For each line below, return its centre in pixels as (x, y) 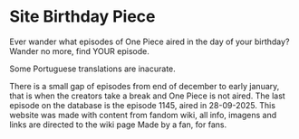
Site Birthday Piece (82, 17)
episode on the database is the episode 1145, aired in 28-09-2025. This (143, 105)
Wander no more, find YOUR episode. (79, 51)
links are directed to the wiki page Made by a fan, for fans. (118, 125)
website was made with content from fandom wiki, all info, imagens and (143, 115)
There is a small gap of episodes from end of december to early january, (145, 86)
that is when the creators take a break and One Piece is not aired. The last (147, 96)
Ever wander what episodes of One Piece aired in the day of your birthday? (149, 42)
